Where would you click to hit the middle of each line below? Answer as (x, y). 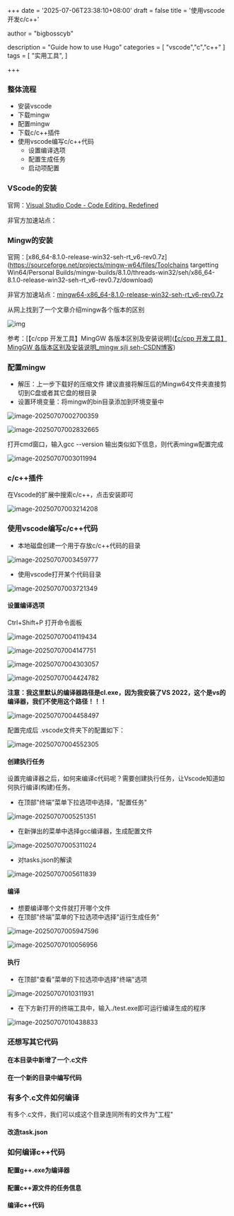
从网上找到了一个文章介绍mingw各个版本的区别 (76, 309)
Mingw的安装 (30, 240)
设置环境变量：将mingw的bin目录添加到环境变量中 (90, 402)
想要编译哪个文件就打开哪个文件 (64, 908)
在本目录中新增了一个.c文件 (47, 1060)
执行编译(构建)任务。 (43, 788)
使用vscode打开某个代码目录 (59, 574)
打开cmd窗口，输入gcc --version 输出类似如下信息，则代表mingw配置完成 (116, 444)
